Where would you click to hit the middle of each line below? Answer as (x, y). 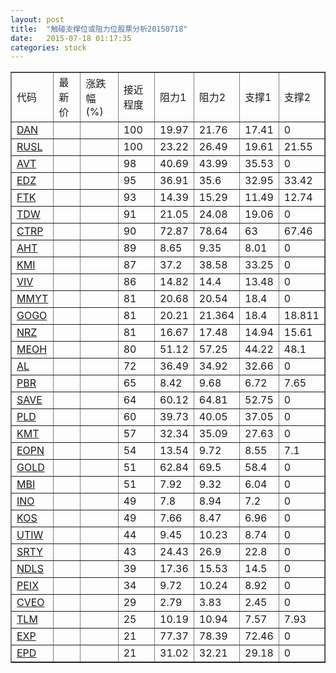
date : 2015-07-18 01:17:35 (71, 38)
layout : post (37, 19)
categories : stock (48, 47)
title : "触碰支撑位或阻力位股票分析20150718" (99, 29)
